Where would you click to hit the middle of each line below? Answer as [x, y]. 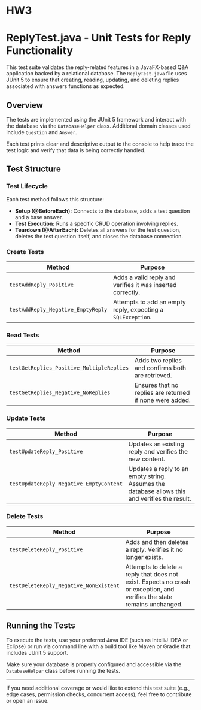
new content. [147, 459]
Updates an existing [156, 444]
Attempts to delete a [154, 567]
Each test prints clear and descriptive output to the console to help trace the [100, 144]
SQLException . [132, 317]
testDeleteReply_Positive [46, 549]
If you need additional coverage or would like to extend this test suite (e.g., [98, 688]
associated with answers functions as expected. [66, 86]
